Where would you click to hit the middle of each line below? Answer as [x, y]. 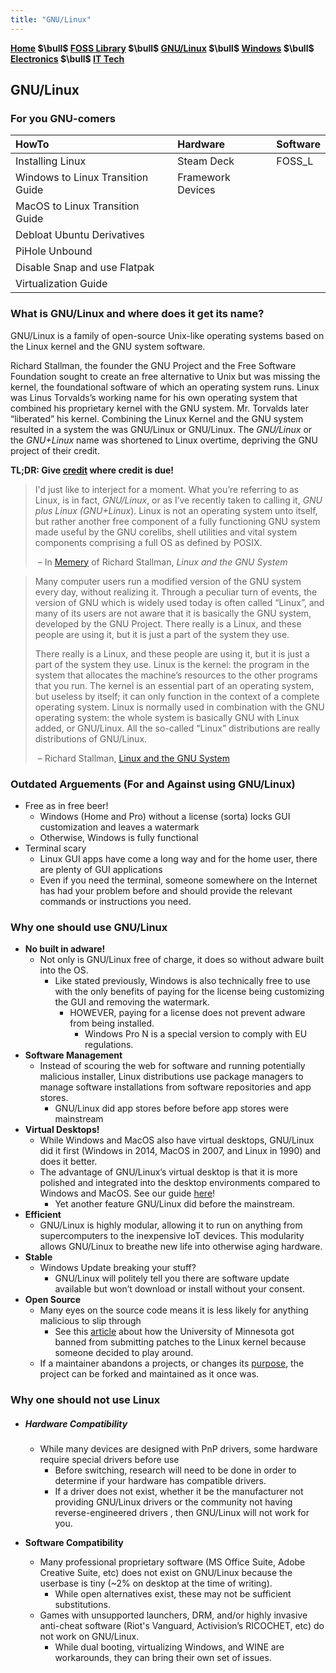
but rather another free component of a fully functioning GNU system [177, 521]
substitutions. [82, 1605]
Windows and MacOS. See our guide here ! [127, 1193]
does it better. [68, 1162]
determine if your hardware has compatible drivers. [160, 1481]
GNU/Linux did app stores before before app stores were [172, 1108]
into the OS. [64, 970]
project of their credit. [55, 450]
